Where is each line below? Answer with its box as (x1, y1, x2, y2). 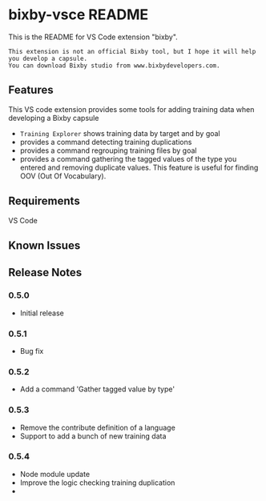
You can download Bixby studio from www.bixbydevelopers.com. (8, 62, 220, 70)
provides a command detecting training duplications (19, 137, 192, 146)
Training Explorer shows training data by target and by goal (19, 128, 220, 138)
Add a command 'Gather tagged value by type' (19, 384, 175, 394)
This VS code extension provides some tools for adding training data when (8, 104, 255, 114)
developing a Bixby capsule (8, 113, 99, 122)
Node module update (19, 469, 91, 479)
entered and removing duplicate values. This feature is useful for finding (19, 162, 259, 172)
